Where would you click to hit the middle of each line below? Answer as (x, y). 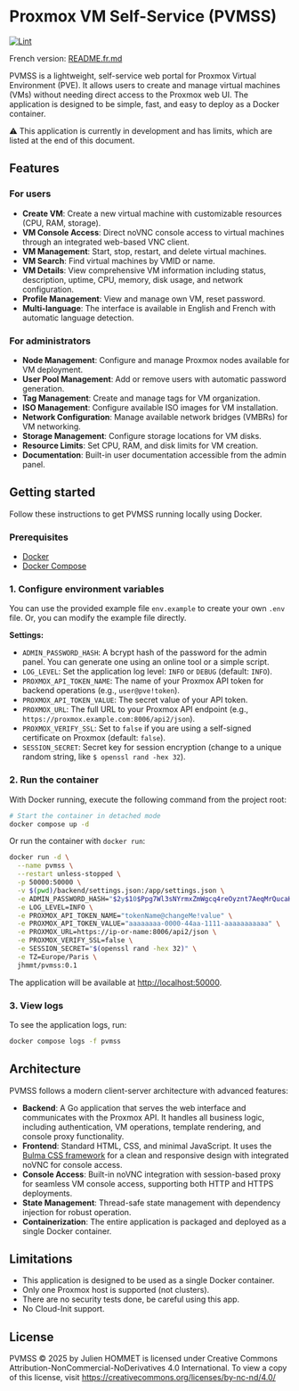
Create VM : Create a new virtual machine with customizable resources (152, 213)
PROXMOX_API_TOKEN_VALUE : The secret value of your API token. (135, 700)
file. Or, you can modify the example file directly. (98, 618)
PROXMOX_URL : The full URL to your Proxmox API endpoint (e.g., (135, 709)
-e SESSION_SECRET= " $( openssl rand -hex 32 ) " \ (107, 948)
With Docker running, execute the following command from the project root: (148, 799)
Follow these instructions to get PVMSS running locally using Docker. (136, 514)
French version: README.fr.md (66, 58)
